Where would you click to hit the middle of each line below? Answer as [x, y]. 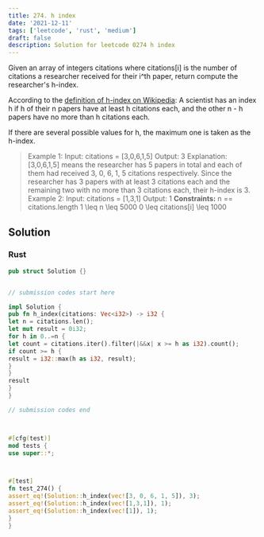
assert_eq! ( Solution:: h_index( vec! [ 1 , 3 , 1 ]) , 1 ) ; [90, 504]
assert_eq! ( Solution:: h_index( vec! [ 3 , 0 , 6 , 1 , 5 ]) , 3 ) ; [104, 496]
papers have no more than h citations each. [79, 117]
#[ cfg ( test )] [30, 438]
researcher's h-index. [44, 85]
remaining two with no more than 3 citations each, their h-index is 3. [139, 190]
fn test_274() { [35, 489]
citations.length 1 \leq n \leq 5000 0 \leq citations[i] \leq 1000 [127, 207]
